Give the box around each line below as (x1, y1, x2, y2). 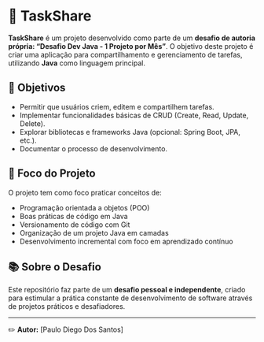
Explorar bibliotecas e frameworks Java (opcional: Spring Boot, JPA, (19, 127, 241, 136)
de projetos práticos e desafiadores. (8, 302, 126, 311)
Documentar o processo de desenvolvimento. (19, 143, 167, 153)
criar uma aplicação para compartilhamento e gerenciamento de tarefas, (8, 50, 243, 59)
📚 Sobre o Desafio (8, 260, 102, 273)
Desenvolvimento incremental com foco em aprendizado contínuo (19, 236, 233, 246)
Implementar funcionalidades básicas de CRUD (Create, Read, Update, (19, 110, 249, 120)
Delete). (19, 118, 46, 128)
